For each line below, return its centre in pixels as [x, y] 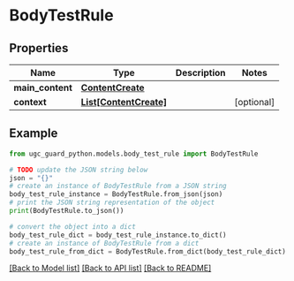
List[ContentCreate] [124, 102]
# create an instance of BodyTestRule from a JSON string [118, 186]
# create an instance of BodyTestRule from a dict [104, 243]
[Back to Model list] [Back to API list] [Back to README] [110, 268]
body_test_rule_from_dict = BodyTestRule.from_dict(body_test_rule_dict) [148, 251]
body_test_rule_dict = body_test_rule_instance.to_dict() [118, 235]
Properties [39, 48]
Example [34, 133]
